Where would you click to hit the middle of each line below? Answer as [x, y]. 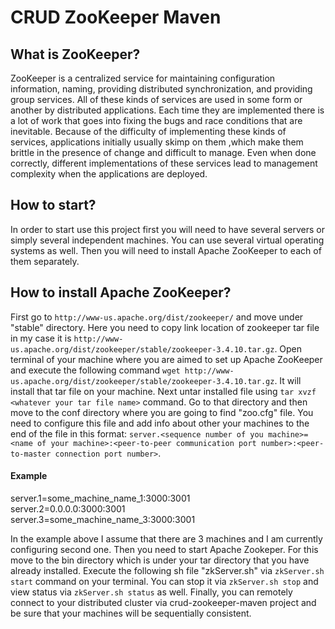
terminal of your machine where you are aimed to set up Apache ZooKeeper [166, 359]
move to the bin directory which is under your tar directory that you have [160, 560]
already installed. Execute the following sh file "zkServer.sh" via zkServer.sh [167, 570]
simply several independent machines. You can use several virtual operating [167, 240]
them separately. [45, 261]
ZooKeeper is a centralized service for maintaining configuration [143, 78]
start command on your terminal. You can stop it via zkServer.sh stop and [164, 581]
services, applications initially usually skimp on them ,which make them [157, 142]
